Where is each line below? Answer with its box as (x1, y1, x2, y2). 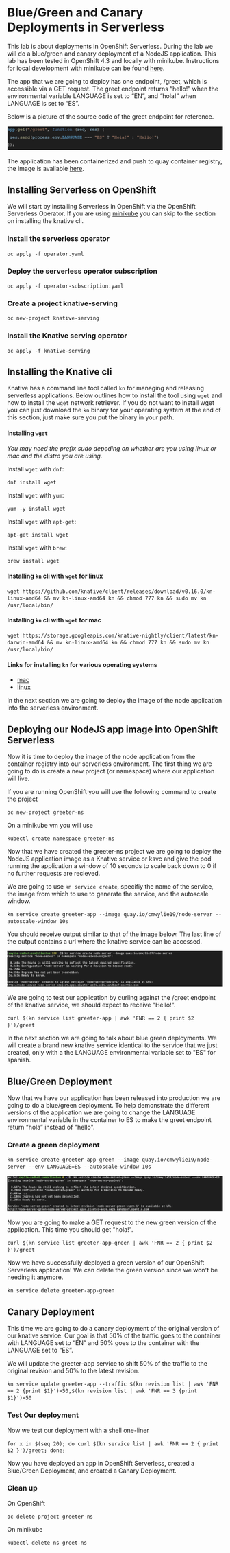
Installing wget (7, 429, 48, 437)
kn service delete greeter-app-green (7, 1287, 115, 1294)
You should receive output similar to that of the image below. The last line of (7, 930, 221, 938)
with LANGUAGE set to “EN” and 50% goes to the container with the (7, 1339, 200, 1347)
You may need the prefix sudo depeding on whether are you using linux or (7, 444, 217, 452)
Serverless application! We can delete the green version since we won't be (7, 1266, 218, 1274)
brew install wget (7, 557, 60, 564)
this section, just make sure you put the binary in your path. (7, 413, 175, 421)
